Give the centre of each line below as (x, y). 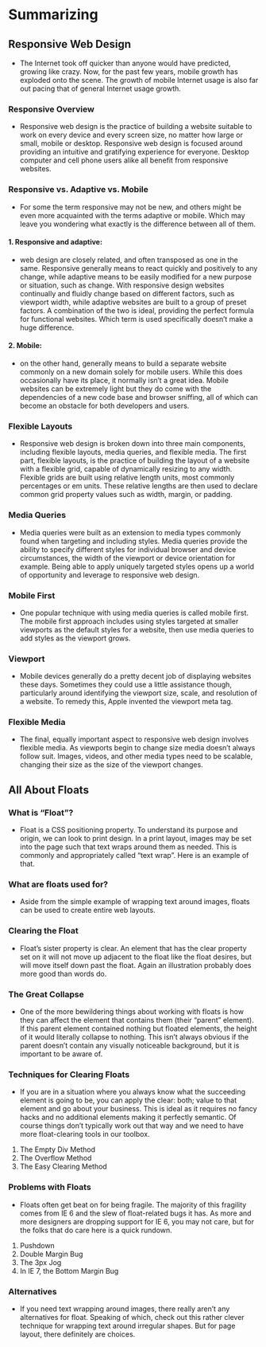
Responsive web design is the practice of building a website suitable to (136, 127)
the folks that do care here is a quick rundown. (96, 1230)
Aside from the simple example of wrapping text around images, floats (135, 902)
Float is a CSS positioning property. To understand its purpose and (129, 830)
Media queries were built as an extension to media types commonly (130, 532)
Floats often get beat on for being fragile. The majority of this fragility (133, 1204)
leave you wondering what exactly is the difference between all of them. (137, 224)
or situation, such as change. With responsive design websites (122, 285)
